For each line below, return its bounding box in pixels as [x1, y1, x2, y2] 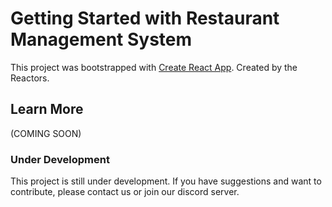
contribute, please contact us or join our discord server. [10, 186, 240, 198]
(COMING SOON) [10, 127, 82, 139]
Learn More [10, 101, 84, 118]
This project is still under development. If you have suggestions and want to [10, 175, 322, 187]
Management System [10, 28, 193, 51]
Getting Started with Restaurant [10, 7, 280, 30]
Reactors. [10, 72, 50, 84]
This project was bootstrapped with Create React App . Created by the [10, 61, 298, 73]
